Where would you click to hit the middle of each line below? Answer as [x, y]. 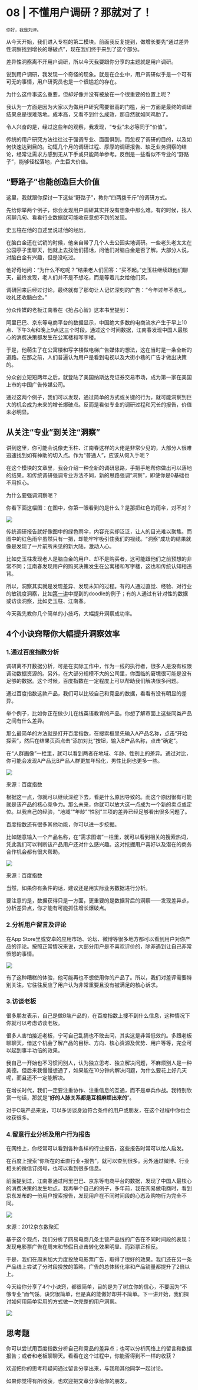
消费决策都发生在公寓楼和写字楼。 [57, 337]
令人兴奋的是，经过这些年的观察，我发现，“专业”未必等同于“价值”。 [88, 127]
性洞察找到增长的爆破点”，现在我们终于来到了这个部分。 [75, 49]
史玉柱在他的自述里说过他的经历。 [47, 230]
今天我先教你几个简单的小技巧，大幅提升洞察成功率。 [71, 613]
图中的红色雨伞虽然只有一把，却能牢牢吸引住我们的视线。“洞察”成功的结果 [96, 538]
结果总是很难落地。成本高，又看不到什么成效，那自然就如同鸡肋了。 [89, 114]
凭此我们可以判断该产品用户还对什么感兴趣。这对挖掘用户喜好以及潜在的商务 [99, 844]
